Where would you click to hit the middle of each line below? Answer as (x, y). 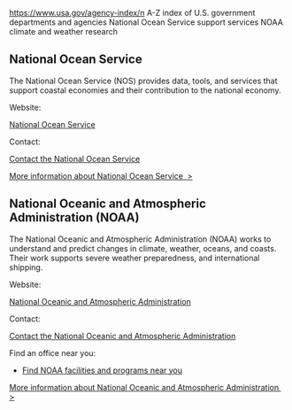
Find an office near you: (53, 352)
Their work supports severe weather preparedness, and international (134, 258)
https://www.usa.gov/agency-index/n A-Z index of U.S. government (132, 13)
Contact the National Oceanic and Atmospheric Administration (123, 336)
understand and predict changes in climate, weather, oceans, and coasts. (143, 248)
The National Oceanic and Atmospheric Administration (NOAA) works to (140, 239)
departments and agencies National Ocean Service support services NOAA (146, 22)
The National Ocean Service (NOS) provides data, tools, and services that (143, 81)
